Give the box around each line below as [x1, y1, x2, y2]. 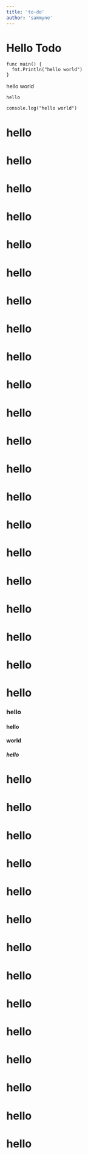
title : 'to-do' [6, 9, 45, 15]
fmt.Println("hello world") [12, 67, 83, 73]
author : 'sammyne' [6, 15, 53, 21]
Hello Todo [6, 41, 62, 55]
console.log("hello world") [6, 105, 78, 111]
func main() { [6, 61, 42, 67]
